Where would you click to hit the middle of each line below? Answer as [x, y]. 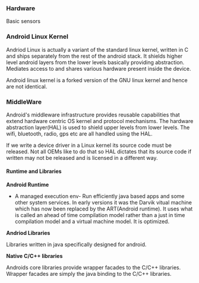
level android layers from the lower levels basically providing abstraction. [95, 62]
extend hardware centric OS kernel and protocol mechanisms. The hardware [100, 121]
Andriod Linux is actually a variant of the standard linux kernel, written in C [97, 49]
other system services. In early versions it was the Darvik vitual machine [103, 203]
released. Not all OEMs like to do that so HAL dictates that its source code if [99, 151]
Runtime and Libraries [34, 171]
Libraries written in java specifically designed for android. [76, 244]
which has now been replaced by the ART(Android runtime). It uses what [104, 209]
